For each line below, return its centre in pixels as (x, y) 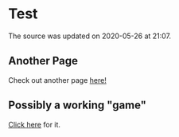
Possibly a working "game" (78, 106)
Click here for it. (35, 124)
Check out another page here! (58, 80)
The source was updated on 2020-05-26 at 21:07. (90, 36)
